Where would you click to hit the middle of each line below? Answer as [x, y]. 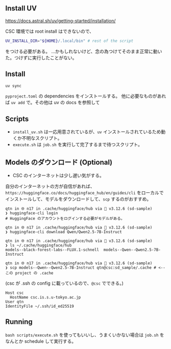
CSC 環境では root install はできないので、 [50, 31]
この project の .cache [29, 273]
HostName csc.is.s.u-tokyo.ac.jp [45, 297]
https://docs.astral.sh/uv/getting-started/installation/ [60, 20]
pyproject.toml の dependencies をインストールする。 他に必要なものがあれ [86, 96]
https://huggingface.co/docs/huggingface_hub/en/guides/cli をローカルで [84, 193]
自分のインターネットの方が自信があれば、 [50, 186]
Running [19, 322]
